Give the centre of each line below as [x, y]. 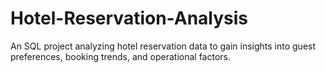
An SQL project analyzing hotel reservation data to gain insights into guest [163, 46]
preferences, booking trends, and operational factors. [120, 56]
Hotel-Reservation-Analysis [129, 18]
